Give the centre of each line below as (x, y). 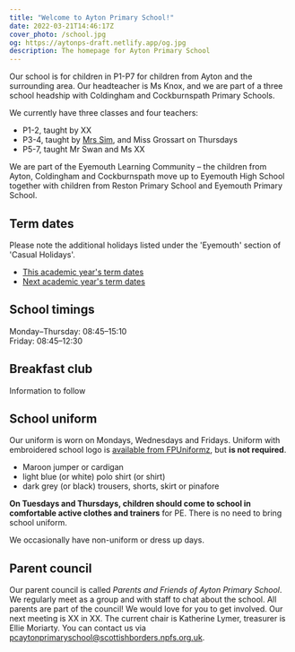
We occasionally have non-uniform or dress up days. (107, 540)
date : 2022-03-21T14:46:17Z (62, 26)
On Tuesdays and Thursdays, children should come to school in (130, 504)
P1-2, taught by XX (57, 130)
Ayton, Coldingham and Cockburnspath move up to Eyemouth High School (147, 177)
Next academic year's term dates (84, 281)
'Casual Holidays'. (43, 254)
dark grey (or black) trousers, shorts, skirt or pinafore (121, 486)
